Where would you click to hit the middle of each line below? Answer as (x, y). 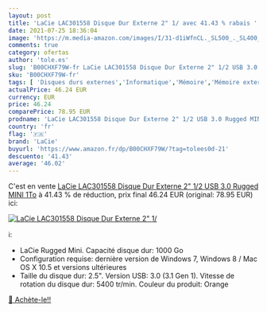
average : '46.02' (37, 164)
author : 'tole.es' (39, 60)
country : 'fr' (32, 127)
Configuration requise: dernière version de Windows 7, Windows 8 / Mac (139, 259)
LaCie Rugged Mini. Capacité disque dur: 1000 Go (102, 251)
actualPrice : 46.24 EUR (48, 90)
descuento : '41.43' (41, 156)
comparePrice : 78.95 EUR (49, 112)
